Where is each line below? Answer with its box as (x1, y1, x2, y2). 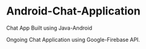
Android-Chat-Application (6, 4, 141, 18)
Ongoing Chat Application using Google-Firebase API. (6, 36, 141, 43)
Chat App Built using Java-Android (6, 24, 92, 31)
